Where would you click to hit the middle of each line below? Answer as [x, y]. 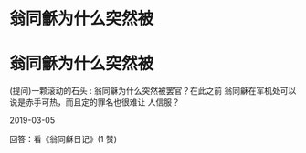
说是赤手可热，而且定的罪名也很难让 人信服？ [95, 102]
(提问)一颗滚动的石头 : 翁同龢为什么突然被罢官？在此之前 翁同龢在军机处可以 [153, 91]
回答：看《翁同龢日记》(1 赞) [63, 139]
